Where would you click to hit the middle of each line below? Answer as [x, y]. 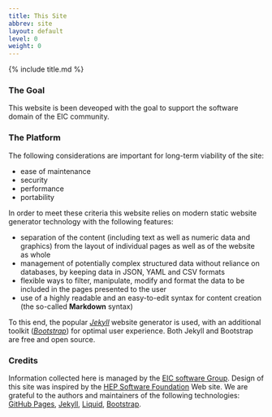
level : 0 [23, 39]
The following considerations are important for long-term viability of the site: [136, 155]
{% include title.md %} [46, 69]
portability [37, 197]
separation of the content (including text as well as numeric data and [135, 237]
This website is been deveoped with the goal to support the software [123, 108]
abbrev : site [30, 24]
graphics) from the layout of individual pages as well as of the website [138, 245]
